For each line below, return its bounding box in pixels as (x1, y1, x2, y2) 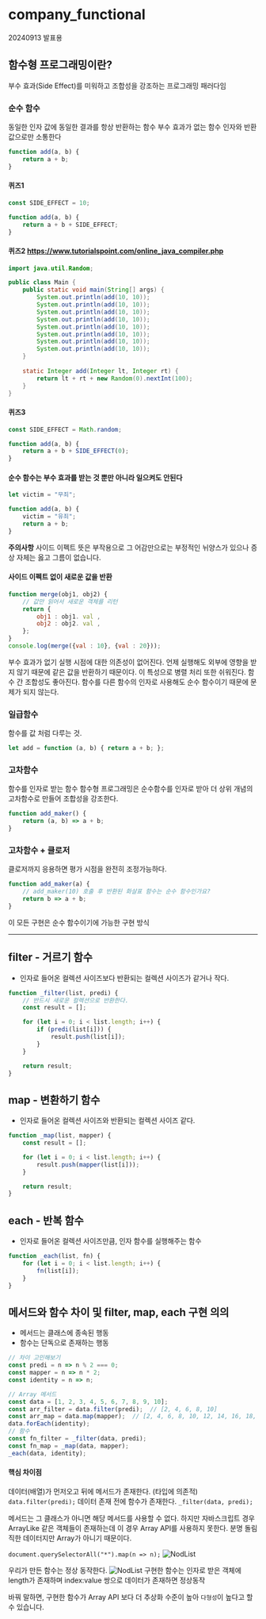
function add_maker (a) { (8, 880, 90, 888)
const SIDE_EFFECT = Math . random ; (8, 425, 123, 433)
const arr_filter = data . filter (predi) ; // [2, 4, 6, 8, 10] (8, 1405, 218, 1413)
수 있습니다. (8, 1602, 45, 1612)
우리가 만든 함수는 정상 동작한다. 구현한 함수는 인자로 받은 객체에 (8, 1565, 241, 1575)
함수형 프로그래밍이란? (8, 58, 112, 72)
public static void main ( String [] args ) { (22, 286, 165, 294)
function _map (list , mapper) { (8, 1132, 112, 1140)
